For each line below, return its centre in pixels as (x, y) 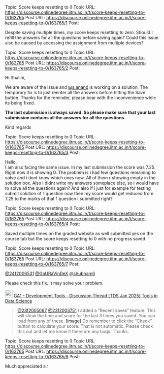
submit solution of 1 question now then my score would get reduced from (79, 193)
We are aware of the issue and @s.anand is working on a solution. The (77, 87)
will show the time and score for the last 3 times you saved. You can (86, 316)
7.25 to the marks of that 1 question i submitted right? (59, 199)
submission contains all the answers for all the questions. (65, 118)
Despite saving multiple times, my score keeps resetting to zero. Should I (79, 32)
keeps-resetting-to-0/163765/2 (37, 68)
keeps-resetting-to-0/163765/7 (37, 264)
